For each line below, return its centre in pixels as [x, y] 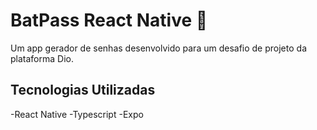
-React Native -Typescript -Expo [77, 114]
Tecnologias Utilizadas [83, 90]
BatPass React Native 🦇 [109, 20]
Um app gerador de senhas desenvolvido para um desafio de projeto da [158, 48]
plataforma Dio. [42, 58]
